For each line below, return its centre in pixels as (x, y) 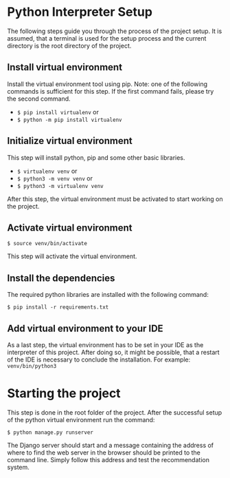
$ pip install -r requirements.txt (58, 307)
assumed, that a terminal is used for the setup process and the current (107, 38)
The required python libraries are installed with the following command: (108, 295)
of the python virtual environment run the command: (81, 419)
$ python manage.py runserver (50, 432)
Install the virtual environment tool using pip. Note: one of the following (107, 84)
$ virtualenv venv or (47, 171)
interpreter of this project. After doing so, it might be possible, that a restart (113, 352)
